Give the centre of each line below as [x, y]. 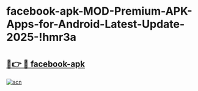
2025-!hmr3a [41, 37]
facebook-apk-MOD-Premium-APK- [99, 11]
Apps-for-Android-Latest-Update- [96, 24]
